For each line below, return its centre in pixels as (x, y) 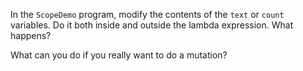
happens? (31, 35)
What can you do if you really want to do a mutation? (119, 55)
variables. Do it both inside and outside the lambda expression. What (152, 25)
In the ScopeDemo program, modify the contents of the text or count (147, 14)
